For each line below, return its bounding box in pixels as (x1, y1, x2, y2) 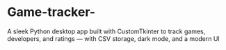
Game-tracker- (7, 4, 96, 20)
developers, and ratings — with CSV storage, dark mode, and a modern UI (7, 34, 220, 42)
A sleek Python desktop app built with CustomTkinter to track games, (7, 27, 206, 35)
